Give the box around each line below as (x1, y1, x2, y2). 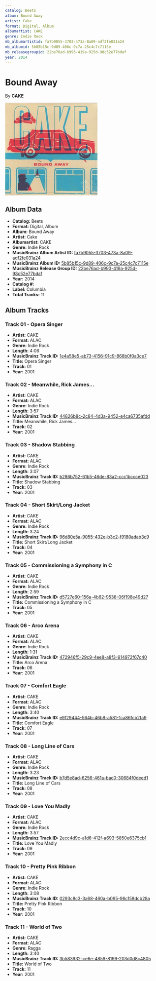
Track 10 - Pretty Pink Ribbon (5, 863, 76, 870)
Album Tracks (5, 306, 49, 314)
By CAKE (5, 93, 24, 99)
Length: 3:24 (12, 528, 39, 534)
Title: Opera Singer (12, 358, 52, 364)
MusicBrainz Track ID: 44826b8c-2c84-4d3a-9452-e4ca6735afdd (12, 413, 150, 419)
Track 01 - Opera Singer (5, 321, 63, 328)
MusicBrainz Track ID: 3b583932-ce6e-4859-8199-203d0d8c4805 (12, 955, 151, 961)
